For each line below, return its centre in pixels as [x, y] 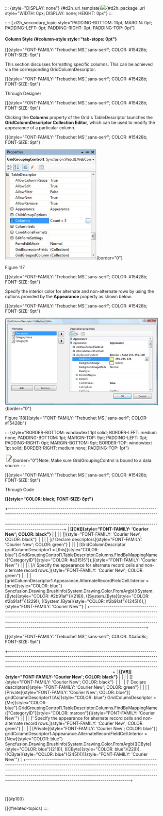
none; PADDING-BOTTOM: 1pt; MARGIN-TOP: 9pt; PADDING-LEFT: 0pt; [76, 438]
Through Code [20, 489]
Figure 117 [15, 268]
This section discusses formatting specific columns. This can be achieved [79, 64]
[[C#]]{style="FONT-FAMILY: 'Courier [109, 529]
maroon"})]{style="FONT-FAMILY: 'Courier [112, 713]
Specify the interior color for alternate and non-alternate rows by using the [80, 291]
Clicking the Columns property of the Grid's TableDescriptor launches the [79, 118]
